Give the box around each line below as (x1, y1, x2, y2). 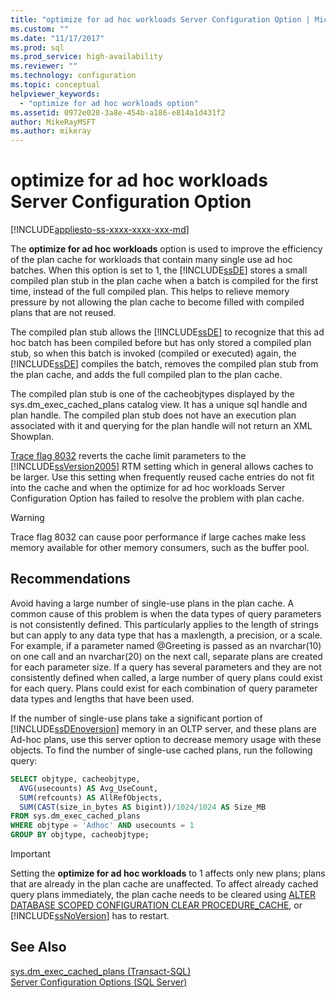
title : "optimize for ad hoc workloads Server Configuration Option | (10, 14, 311, 25)
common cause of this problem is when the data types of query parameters (10, 607, 322, 620)
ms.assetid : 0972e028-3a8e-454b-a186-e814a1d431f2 (10, 107, 226, 118)
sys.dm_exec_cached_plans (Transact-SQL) (10, 965, 192, 977)
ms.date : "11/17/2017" (10, 33, 105, 43)
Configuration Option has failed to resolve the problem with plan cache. (10, 492, 305, 505)
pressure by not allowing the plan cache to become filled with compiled (10, 296, 305, 308)
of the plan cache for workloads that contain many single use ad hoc (10, 254, 293, 266)
